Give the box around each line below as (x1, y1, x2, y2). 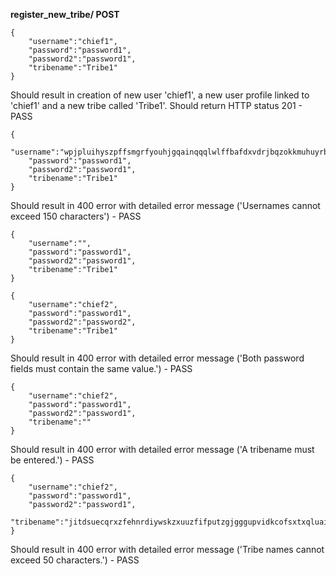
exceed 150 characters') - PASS (10, 210, 142, 222)
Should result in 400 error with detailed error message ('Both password (10, 352, 305, 364)
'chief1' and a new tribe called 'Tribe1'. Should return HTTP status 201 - (10, 100, 303, 111)
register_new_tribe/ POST (10, 9, 120, 20)
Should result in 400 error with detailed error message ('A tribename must (10, 444, 315, 455)
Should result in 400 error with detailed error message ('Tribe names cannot (10, 544, 325, 555)
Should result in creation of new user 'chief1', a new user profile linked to (10, 89, 310, 101)
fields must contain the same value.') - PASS (10, 363, 193, 374)
